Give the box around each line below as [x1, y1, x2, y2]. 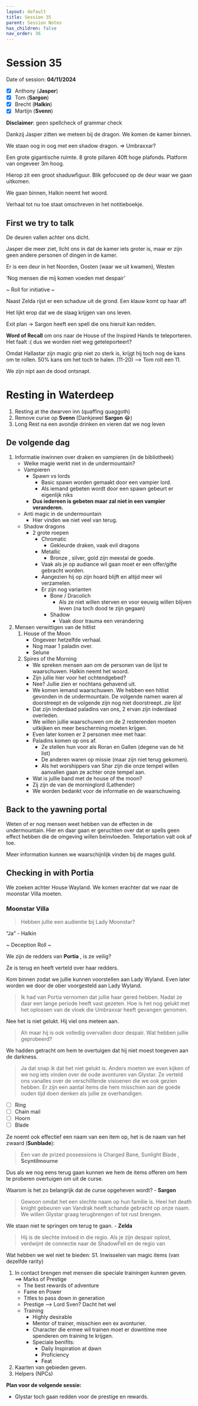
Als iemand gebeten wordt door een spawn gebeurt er [41, 484, 174, 492]
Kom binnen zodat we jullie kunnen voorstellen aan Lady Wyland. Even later [6, 975, 190, 983]
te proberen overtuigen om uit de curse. [6, 1175, 103, 1182]
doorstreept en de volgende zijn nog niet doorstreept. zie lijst [32, 699, 181, 706]
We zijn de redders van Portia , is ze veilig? [6, 952, 112, 959]
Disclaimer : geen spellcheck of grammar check [6, 119, 122, 126]
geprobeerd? [20, 1035, 53, 1042]
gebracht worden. [41, 567, 85, 574]
